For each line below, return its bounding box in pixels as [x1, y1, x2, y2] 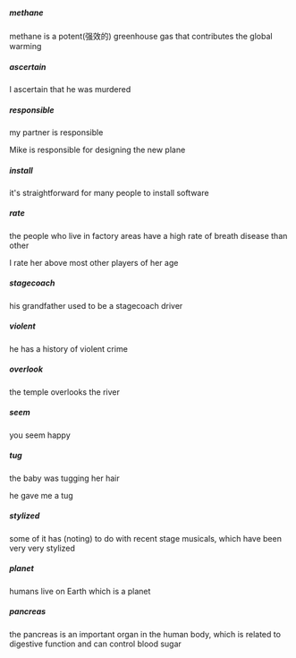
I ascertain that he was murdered [9, 83, 131, 94]
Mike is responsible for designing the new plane [9, 144, 186, 155]
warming [9, 40, 42, 51]
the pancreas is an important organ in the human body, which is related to [9, 628, 282, 639]
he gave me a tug [9, 490, 73, 500]
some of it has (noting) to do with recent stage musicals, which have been [9, 533, 282, 543]
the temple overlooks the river [9, 386, 121, 397]
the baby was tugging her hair [9, 473, 120, 483]
